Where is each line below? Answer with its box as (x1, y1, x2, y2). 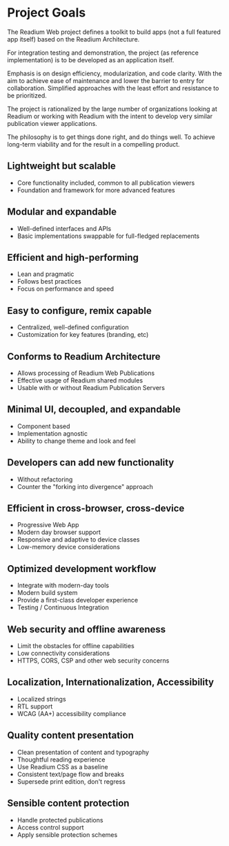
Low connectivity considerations (17, 649, 110, 658)
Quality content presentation (7, 730, 135, 742)
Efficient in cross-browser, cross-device (7, 503, 185, 515)
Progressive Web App (17, 521, 79, 529)
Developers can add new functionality (7, 457, 175, 468)
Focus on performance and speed (17, 285, 114, 293)
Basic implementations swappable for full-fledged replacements (17, 232, 200, 240)
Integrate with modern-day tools (17, 581, 109, 589)
